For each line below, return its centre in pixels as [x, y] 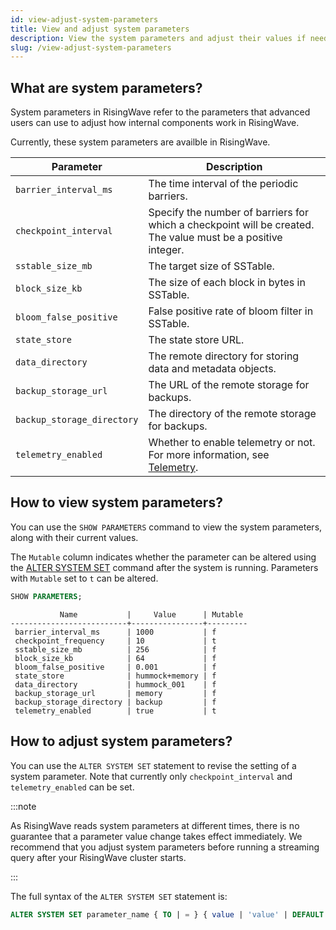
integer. [166, 250]
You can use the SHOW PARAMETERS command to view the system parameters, [166, 527]
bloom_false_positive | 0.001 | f [115, 667]
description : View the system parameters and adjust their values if [158, 38]
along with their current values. [74, 537]
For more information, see [209, 455]
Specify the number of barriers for [228, 213]
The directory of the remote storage [232, 414]
